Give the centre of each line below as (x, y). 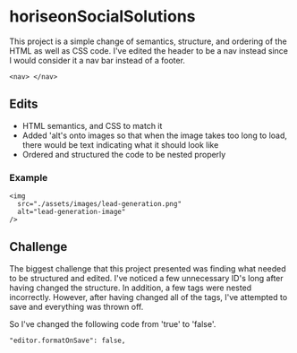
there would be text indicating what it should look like (120, 144)
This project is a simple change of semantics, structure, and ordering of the (148, 41)
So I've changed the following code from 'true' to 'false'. (113, 323)
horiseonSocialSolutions (102, 17)
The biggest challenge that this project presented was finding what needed (148, 268)
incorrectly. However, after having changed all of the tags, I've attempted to (148, 297)
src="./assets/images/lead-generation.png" (99, 204)
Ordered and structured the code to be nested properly (124, 154)
